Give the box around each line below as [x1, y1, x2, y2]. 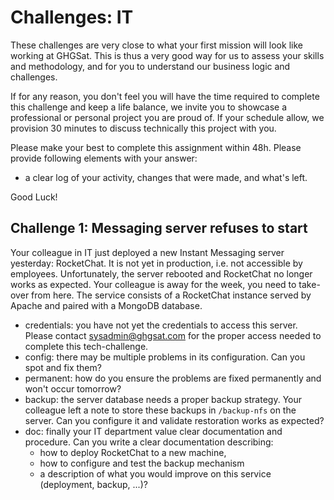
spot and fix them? [24, 361, 102, 373]
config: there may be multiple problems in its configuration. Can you [24, 351, 306, 363]
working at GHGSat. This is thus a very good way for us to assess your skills [10, 49, 325, 61]
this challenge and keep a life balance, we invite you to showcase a [10, 101, 288, 113]
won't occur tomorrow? [24, 382, 122, 395]
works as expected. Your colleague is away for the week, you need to [10, 278, 297, 290]
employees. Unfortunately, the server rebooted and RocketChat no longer [10, 267, 313, 280]
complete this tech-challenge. [24, 340, 149, 352]
